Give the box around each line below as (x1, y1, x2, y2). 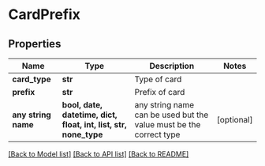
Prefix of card (134, 87, 185, 97)
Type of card (134, 74, 182, 85)
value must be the (134, 119, 201, 130)
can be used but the (134, 109, 209, 120)
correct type (134, 129, 181, 140)
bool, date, (62, 100, 103, 110)
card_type (12, 74, 51, 85)
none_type (62, 129, 103, 140)
